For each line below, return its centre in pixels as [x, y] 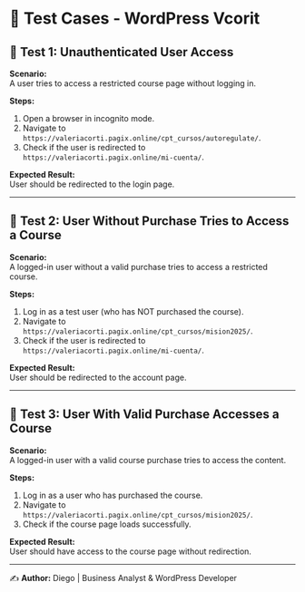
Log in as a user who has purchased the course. [113, 495]
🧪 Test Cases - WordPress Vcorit [135, 19]
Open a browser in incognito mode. [89, 118]
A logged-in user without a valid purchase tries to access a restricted [138, 267]
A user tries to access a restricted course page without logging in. [133, 83]
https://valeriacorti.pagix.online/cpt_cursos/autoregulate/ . [142, 138]
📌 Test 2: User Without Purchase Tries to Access [149, 221]
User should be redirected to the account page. [98, 377]
